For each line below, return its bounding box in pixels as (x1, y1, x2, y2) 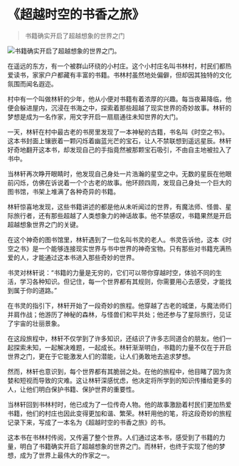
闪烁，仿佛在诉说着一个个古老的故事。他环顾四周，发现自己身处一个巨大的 (13, 178, 232, 187)
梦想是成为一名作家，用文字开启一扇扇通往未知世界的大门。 (7, 112, 182, 121)
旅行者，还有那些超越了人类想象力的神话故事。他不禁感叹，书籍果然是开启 (13, 211, 232, 219)
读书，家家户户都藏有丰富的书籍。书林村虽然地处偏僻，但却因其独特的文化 (13, 71, 232, 79)
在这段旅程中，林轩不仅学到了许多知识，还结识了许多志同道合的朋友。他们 (7, 334, 225, 343)
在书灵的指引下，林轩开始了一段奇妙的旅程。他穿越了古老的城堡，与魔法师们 (7, 301, 232, 310)
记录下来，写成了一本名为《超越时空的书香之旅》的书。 (7, 418, 169, 426)
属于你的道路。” (13, 286, 58, 294)
